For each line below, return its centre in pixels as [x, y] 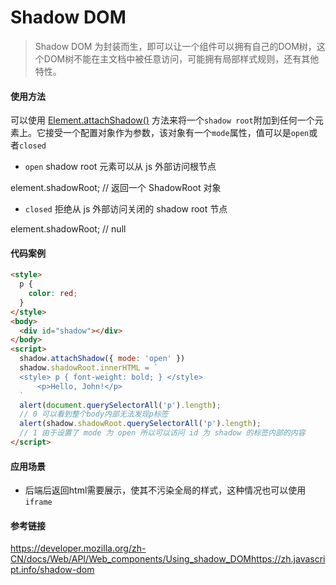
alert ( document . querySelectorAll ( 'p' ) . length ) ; [120, 405]
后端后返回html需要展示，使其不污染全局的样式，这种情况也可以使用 [165, 490]
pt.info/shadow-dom [52, 570]
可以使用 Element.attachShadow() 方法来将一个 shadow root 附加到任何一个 [162, 120]
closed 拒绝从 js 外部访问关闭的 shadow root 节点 [126, 209]
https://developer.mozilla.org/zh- [78, 548]
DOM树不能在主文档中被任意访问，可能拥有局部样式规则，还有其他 [181, 58]
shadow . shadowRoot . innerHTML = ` [89, 368]
